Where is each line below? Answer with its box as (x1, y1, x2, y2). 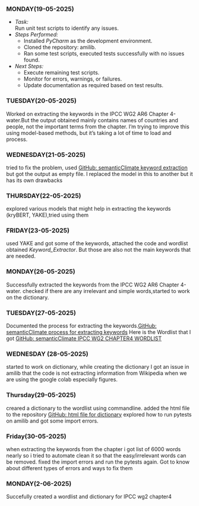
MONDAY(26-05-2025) (6, 267, 75, 276)
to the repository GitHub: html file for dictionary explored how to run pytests (6, 411, 192, 418)
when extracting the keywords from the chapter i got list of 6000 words (6, 445, 181, 452)
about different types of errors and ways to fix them (6, 464, 133, 471)
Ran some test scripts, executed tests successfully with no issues (23, 50, 185, 57)
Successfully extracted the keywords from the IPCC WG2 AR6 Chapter (6, 281, 179, 288)
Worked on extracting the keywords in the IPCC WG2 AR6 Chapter (6, 110, 169, 118)
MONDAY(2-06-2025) (6, 479, 72, 488)
